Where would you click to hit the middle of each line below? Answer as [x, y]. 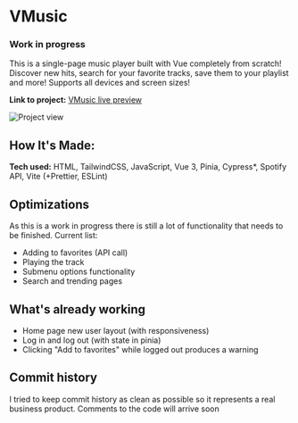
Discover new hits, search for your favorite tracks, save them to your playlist [149, 73]
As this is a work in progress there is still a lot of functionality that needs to [146, 226]
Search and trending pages [72, 281]
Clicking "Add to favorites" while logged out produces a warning [140, 349]
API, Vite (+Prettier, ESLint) [59, 177]
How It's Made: [52, 145]
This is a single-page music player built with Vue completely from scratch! [146, 63]
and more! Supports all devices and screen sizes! [99, 83]
